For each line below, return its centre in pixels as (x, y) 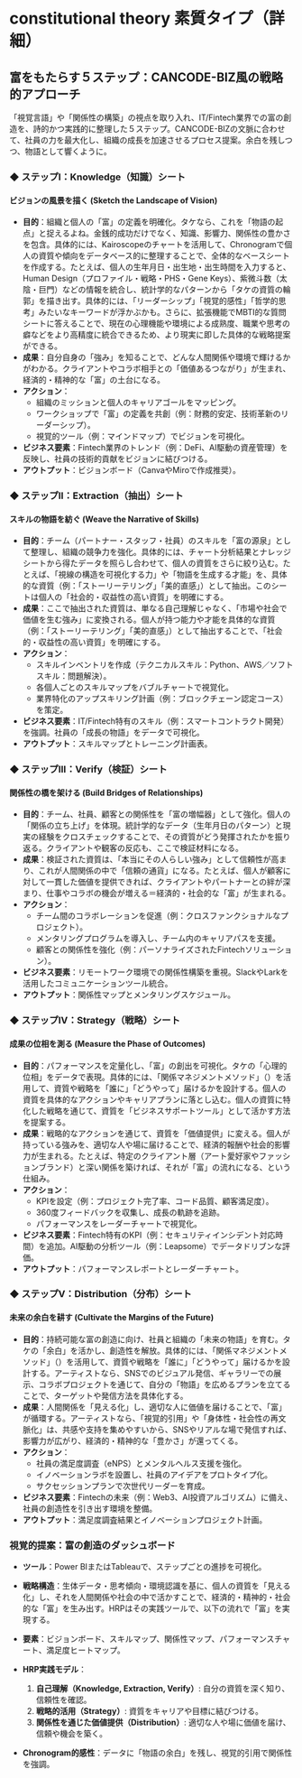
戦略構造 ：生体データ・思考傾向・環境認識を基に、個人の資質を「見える (156, 1586)
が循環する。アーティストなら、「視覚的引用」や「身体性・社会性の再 (151, 1418)
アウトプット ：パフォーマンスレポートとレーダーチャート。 (133, 1268)
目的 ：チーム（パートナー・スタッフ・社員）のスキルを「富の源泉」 (149, 541)
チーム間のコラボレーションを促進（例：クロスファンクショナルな (158, 916)
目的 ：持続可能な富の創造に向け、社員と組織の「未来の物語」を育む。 (153, 1339)
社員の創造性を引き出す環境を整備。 (90, 1508)
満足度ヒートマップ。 (86, 1650)
